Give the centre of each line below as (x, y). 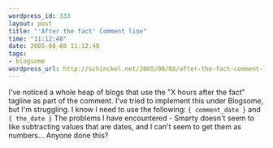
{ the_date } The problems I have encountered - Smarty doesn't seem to (131, 118)
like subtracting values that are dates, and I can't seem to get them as (125, 126)
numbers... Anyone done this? (58, 135)
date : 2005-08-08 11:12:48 (54, 46)
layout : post (30, 24)
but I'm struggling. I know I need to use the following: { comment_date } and (135, 109)
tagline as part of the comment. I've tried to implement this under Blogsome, (136, 100)
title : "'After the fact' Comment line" (78, 31)
